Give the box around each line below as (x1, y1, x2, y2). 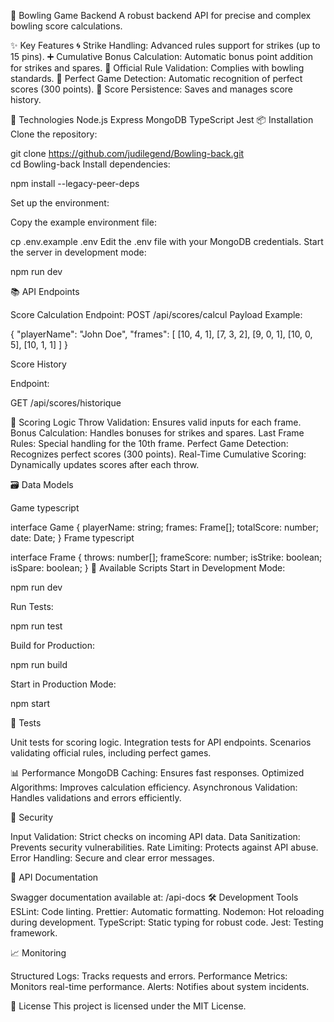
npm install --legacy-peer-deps (10, 178, 140, 189)
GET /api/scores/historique (10, 397, 122, 409)
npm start (10, 698, 51, 709)
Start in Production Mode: (10, 678, 117, 690)
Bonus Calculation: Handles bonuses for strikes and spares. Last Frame (10, 427, 305, 439)
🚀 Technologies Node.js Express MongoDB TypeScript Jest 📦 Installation (10, 114, 314, 125)
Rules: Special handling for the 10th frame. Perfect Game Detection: (10, 438, 289, 449)
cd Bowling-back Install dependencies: (10, 158, 171, 170)
